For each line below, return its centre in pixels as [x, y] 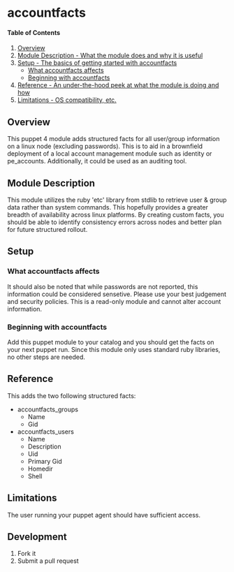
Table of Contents [34, 32]
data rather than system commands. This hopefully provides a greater [108, 207]
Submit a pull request [48, 561]
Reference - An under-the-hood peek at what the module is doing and [118, 85]
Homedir [41, 469]
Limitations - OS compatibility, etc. [67, 100]
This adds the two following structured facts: [72, 395]
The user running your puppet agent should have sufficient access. [104, 515]
